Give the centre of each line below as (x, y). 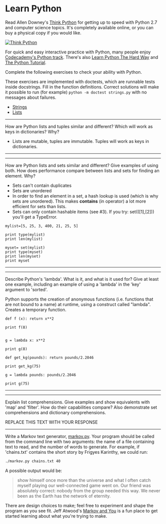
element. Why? (20, 175)
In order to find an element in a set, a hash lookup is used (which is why (85, 196)
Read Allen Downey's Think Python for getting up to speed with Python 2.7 (81, 22)
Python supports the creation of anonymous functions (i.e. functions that (79, 299)
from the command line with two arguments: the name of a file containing (80, 441)
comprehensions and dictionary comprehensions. (56, 412)
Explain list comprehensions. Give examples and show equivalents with (77, 402)
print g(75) (17, 384)
